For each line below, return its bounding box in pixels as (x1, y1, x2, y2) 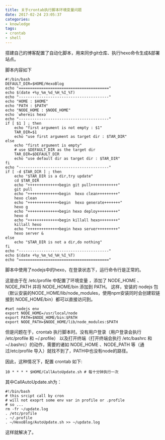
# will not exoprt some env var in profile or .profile (5, 398, 125, 403)
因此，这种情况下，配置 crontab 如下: (5, 358, 82, 365)
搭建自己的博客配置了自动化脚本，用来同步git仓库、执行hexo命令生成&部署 (5, 50, 160, 56)
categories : (5, 17, 30, 22)
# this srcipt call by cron (5, 393, 64, 398)
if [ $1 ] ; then (5, 121, 42, 126)
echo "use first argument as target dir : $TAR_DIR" (14, 134, 127, 139)
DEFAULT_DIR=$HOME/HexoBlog (5, 81, 64, 86)
